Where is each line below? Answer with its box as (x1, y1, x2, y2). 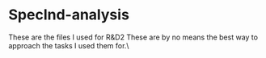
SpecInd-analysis (8, 6, 129, 24)
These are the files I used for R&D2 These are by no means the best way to (8, 32, 259, 42)
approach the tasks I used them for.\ (8, 40, 129, 50)
